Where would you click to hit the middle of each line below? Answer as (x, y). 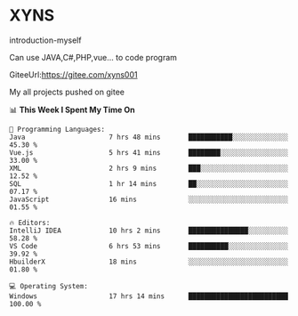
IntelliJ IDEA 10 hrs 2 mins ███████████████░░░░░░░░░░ (149, 231)
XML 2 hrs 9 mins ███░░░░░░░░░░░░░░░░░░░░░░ (149, 168)
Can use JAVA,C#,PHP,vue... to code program (93, 57)
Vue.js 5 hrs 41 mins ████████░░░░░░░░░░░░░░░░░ (149, 152)
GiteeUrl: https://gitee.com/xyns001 (73, 74)
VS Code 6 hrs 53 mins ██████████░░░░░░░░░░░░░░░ (149, 246)
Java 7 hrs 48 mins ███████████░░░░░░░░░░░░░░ (149, 137)
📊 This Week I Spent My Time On (72, 109)
